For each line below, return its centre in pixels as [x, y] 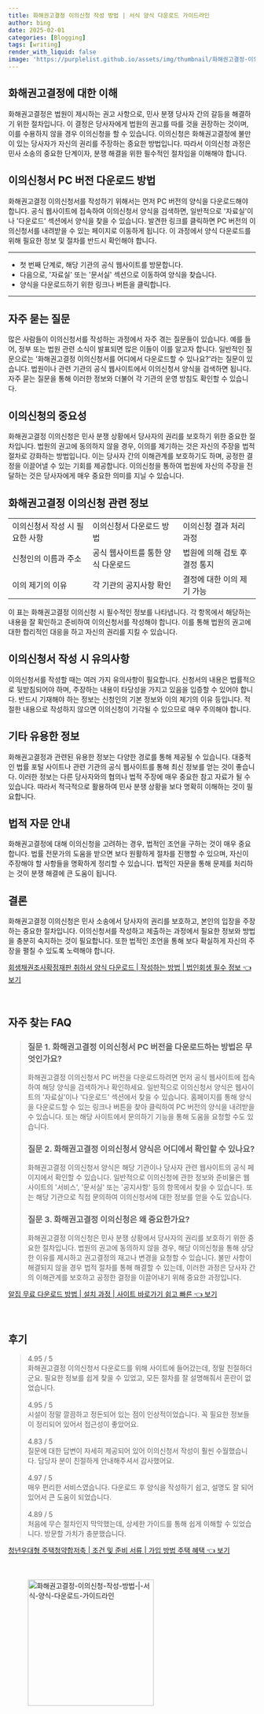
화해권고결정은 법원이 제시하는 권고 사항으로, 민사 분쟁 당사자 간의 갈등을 [119, 114]
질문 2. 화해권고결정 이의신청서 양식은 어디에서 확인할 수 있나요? [141, 1149]
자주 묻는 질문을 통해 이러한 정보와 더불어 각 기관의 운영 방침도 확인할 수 [118, 378]
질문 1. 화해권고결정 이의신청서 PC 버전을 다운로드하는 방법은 [135, 1047]
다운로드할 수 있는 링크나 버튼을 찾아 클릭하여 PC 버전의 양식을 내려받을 [145, 1107]
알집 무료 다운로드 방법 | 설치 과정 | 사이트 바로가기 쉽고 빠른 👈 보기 [113, 1295]
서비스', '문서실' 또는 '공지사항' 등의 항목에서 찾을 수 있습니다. [151, 1187]
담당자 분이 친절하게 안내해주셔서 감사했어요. [106, 1461]
